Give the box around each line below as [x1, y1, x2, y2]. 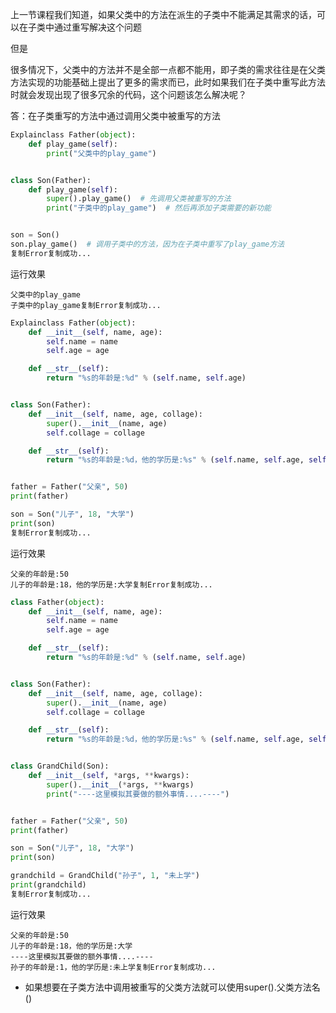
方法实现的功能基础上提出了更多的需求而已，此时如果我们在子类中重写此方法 [10, 76, 326, 88]
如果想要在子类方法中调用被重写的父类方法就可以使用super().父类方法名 [24, 981, 321, 993]
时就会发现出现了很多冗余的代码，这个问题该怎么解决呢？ [10, 89, 247, 100]
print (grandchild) [10, 880, 87, 890]
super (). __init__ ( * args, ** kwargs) [46, 779, 195, 790]
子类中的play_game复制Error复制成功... [10, 300, 162, 310]
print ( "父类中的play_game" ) [46, 148, 157, 158]
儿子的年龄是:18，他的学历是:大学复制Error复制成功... [10, 579, 213, 590]
